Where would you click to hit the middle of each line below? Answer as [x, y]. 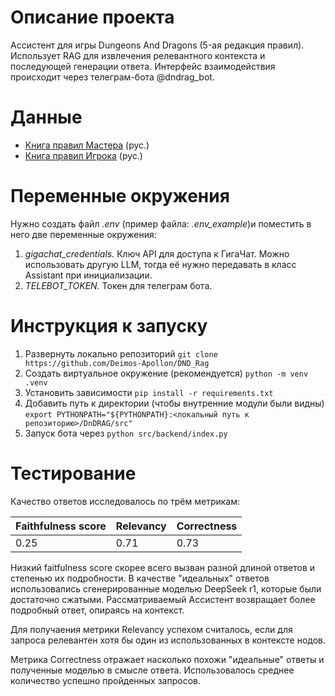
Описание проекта [92, 17]
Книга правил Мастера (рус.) [87, 145]
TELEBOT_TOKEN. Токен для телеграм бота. [118, 285]
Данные [46, 117]
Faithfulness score [61, 526]
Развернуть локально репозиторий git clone [121, 353]
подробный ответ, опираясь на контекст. [97, 610]
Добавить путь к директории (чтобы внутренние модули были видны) [174, 403]
